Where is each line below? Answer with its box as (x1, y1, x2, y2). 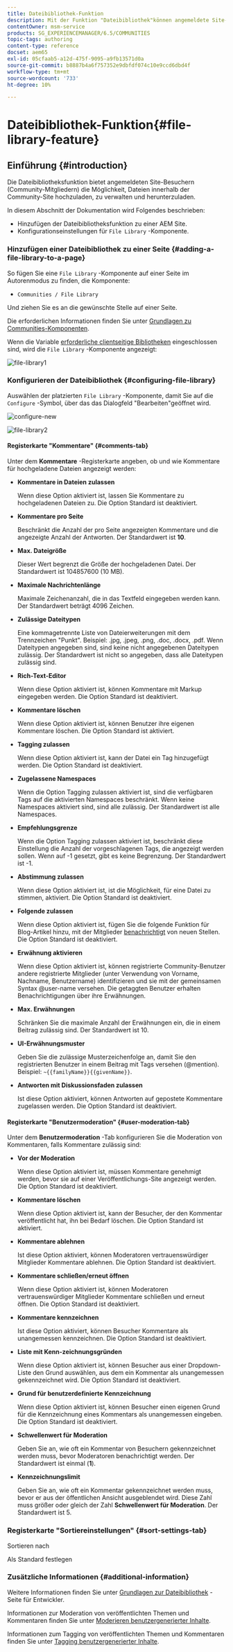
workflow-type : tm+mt (7, 68, 70, 75)
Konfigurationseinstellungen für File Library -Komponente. (17, 227, 189, 236)
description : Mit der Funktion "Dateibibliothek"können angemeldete (7, 17, 209, 24)
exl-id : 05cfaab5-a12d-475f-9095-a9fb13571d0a (7, 56, 144, 63)
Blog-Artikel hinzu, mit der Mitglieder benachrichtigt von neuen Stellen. (17, 928, 221, 936)
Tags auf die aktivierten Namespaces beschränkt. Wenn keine (17, 795, 195, 804)
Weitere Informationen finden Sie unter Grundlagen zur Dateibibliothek (7, 1588, 209, 1596)
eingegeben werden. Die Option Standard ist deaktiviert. (17, 693, 178, 701)
